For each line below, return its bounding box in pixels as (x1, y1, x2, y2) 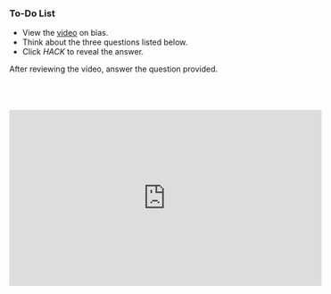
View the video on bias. (21, 28, 109, 38)
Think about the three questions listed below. (21, 37, 188, 47)
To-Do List (9, 7, 55, 20)
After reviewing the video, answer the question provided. (9, 63, 219, 74)
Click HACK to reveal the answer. (21, 46, 145, 57)
